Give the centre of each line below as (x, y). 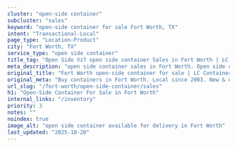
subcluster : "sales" (38, 20)
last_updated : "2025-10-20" (49, 132)
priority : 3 (25, 106)
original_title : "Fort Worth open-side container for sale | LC (104, 73)
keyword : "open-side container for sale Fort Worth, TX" (93, 27)
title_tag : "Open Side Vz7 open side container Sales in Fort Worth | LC (118, 60)
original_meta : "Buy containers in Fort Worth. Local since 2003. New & (116, 80)
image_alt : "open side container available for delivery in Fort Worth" (116, 125)
